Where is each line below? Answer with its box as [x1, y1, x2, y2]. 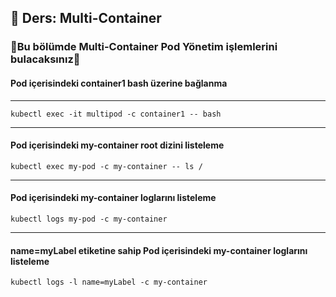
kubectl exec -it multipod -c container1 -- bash [10, 109, 222, 119]
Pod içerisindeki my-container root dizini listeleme [10, 139, 225, 151]
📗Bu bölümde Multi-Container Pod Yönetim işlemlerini [10, 40, 278, 54]
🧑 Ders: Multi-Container [10, 10, 162, 27]
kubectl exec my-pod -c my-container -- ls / [10, 161, 203, 171]
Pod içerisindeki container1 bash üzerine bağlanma [10, 77, 228, 89]
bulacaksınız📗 [10, 52, 81, 66]
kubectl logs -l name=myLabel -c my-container [10, 277, 208, 288]
